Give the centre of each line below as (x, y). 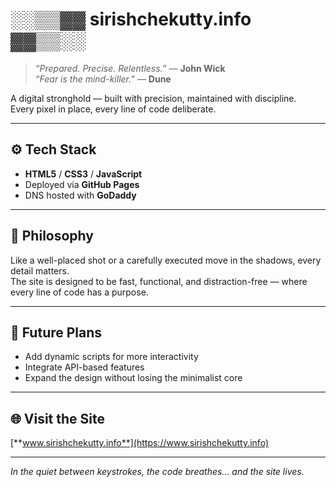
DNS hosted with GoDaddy (80, 195)
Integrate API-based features (84, 367)
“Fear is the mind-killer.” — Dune (103, 79)
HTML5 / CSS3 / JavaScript (83, 174)
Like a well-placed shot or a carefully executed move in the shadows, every (166, 260)
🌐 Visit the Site (57, 418)
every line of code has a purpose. (79, 292)
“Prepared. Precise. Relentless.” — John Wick (130, 68)
